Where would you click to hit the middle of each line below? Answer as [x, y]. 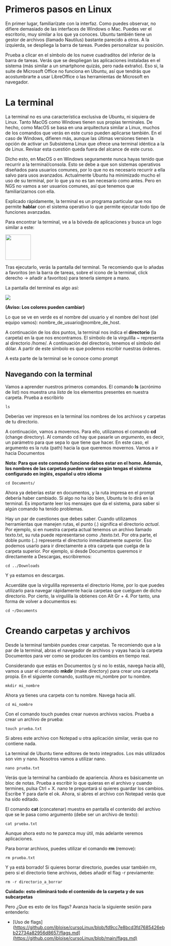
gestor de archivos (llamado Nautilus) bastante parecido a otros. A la [77, 40]
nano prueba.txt [22, 768]
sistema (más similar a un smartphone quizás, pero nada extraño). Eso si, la [84, 66]
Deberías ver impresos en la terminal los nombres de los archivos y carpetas [85, 416]
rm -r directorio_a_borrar [34, 882]
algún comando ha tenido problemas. [44, 509]
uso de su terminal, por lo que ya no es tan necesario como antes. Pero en [83, 180]
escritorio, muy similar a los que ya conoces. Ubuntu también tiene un [79, 34]
